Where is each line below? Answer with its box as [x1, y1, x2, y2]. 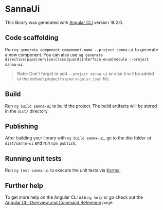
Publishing [5, 122, 38, 130]
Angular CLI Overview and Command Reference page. [5, 200, 114, 205]
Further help [5, 181, 44, 190]
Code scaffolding [5, 34, 58, 42]
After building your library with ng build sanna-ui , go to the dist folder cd [5, 135, 152, 141]
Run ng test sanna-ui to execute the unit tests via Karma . [5, 167, 121, 173]
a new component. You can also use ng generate [5, 52, 103, 57]
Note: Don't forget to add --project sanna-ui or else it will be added [17, 71, 154, 76]
